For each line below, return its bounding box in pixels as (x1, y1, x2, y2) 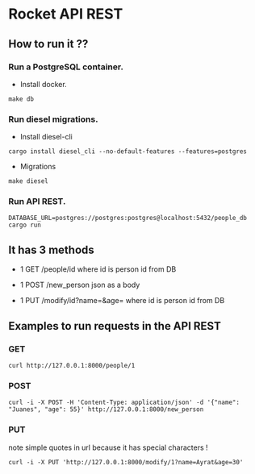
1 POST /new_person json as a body (19, 280, 140, 290)
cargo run (8, 221, 42, 230)
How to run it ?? (8, 37, 89, 51)
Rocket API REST (8, 5, 123, 23)
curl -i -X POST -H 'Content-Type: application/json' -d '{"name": (8, 398, 240, 407)
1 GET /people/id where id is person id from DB (19, 264, 177, 274)
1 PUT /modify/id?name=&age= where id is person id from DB (19, 296, 225, 306)
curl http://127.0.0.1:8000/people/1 (8, 361, 136, 369)
